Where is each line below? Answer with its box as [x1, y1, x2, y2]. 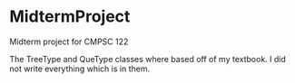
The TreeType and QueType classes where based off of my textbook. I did [9, 53, 286, 64]
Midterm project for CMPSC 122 [9, 36, 129, 47]
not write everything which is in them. [9, 63, 151, 74]
